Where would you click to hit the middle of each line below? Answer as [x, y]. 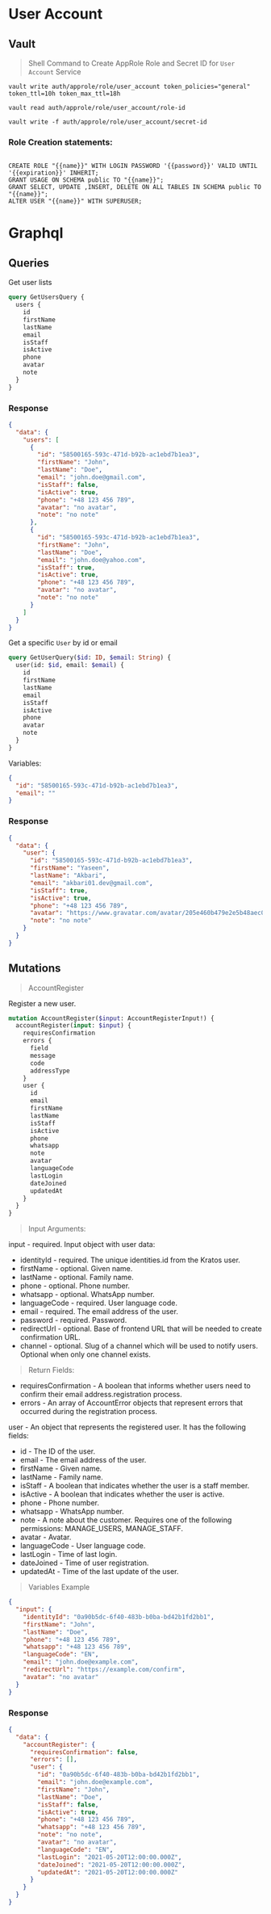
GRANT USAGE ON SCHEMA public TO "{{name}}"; [86, 180]
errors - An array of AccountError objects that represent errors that [131, 1403]
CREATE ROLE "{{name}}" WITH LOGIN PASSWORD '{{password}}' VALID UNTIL [133, 166]
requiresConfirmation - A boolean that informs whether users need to [135, 1386]
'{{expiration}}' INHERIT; [54, 173]
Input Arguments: [57, 1229]
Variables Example [59, 1587]
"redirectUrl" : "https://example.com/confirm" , [104, 1670]
